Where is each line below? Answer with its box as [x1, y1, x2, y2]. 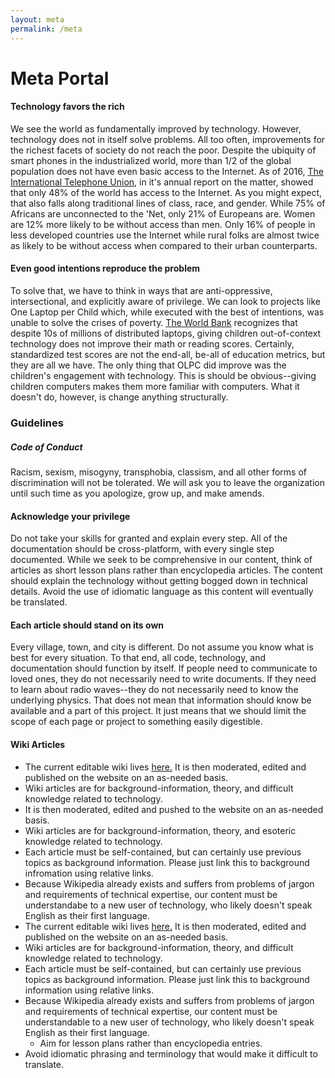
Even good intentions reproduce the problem [10, 262, 201, 275]
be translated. [10, 596, 68, 608]
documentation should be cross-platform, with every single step [10, 543, 275, 555]
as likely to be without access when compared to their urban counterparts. [10, 239, 318, 251]
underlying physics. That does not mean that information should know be [10, 694, 312, 706]
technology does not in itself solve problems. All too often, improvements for [10, 133, 326, 145]
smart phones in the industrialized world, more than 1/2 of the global [10, 154, 292, 166]
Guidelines [10, 416, 64, 430]
